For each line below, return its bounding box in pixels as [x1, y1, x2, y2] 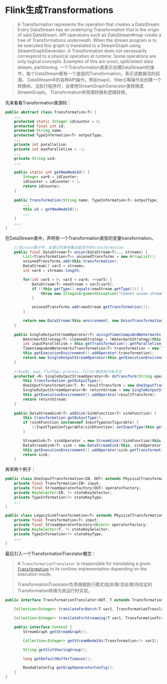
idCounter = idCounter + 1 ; [23, 179, 81, 184]
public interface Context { [14, 625, 72, 630]
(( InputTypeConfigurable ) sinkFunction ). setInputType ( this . [31, 425, 157, 430]
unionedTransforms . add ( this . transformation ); [23, 259, 119, 264]
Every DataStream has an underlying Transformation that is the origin [17, 26, 160, 32]
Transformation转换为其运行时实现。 [17, 587, 93, 593]
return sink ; [23, 452, 50, 457]
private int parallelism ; [14, 142, 68, 147]
